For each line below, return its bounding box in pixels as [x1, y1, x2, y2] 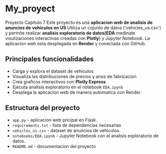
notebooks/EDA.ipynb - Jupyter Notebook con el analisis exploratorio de [12, 133, 159, 139]
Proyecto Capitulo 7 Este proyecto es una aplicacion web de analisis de [5, 19, 153, 25]
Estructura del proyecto [5, 104, 81, 112]
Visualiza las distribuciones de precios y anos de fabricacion [12, 73, 137, 79]
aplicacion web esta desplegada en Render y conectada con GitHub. [5, 40, 147, 46]
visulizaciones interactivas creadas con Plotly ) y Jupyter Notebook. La [5, 35, 150, 41]
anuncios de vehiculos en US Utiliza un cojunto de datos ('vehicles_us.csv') [5, 24, 162, 30]
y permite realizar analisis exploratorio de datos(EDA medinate [5, 30, 136, 36]
